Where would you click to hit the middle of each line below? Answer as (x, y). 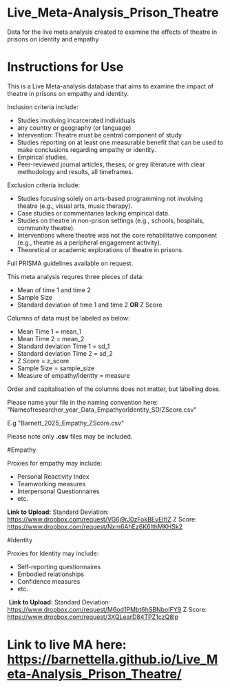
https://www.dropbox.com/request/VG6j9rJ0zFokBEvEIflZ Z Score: (102, 519)
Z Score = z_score (43, 361)
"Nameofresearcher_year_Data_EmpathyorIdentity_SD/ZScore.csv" (102, 410)
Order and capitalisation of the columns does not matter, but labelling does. (114, 389)
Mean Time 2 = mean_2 (51, 338)
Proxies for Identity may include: (53, 553)
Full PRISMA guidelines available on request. (70, 263)
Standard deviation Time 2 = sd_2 (65, 353)
